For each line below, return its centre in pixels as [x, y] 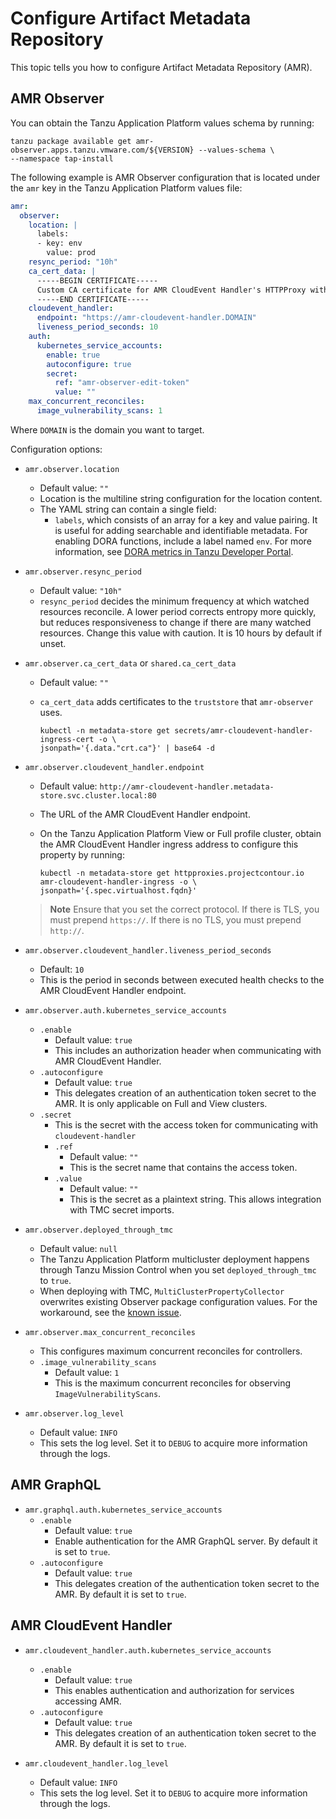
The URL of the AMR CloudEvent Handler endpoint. [145, 814]
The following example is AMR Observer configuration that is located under [165, 177]
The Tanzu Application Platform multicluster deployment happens [174, 1259]
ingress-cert [67, 739]
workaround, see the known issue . [110, 1312]
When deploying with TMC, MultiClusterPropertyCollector [162, 1291]
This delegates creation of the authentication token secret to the [187, 1583]
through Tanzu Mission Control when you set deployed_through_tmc [178, 1269]
